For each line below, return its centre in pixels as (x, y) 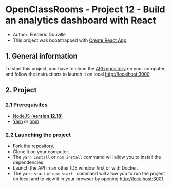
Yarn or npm (26, 121)
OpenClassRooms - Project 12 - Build (85, 10)
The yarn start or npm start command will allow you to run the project (89, 173)
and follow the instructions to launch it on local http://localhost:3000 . (78, 74)
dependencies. (28, 162)
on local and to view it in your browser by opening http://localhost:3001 (88, 179)
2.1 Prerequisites (26, 105)
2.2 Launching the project (38, 135)
